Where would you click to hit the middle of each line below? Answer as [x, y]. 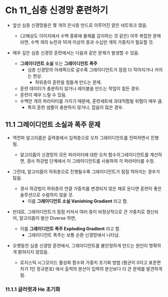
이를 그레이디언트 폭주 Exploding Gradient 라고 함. [70, 228]
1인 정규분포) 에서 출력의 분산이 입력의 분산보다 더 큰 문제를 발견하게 [96, 268]
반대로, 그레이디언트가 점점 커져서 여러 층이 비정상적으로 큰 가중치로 [79, 212]
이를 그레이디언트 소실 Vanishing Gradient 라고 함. [78, 201]
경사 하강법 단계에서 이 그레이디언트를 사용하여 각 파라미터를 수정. [91, 161]
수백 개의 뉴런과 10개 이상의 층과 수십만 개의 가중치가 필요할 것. [93, 42]
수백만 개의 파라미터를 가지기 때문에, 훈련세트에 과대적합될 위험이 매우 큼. [92, 101]
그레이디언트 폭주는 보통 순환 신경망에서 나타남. [74, 235]
